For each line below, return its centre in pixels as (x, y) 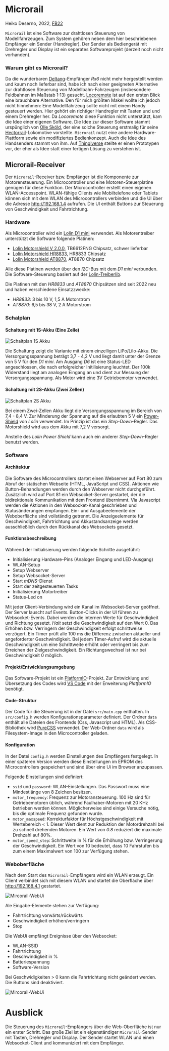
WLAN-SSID (25, 946)
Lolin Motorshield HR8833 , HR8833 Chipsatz (59, 254)
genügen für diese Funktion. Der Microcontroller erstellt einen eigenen (78, 188)
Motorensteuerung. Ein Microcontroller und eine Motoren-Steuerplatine (79, 182)
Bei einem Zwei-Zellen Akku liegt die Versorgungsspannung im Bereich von (84, 411)
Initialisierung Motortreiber (40, 592)
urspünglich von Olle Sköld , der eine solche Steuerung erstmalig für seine (82, 127)
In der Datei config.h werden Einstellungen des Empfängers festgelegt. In (82, 756)
